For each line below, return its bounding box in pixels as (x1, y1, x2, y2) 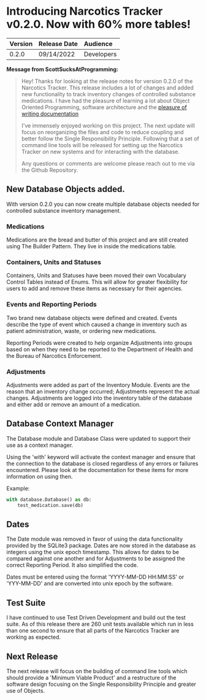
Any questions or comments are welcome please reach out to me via (21, 159, 195, 167)
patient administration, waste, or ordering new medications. (6, 327, 157, 335)
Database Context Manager (6, 419, 114, 429)
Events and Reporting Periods (6, 300, 97, 309)
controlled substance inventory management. (6, 207, 121, 214)
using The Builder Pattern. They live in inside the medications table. (6, 243, 177, 250)
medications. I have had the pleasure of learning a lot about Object (21, 97, 190, 104)
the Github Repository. (21, 166, 78, 173)
